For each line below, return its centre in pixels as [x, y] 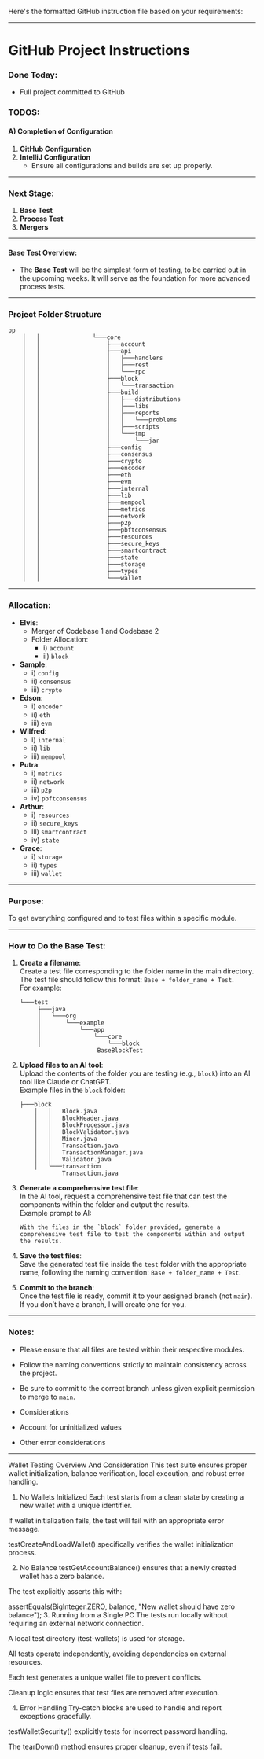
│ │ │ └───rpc [84, 372]
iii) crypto [47, 689]
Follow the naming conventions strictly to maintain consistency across [133, 1364]
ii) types [44, 865]
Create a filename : [50, 963]
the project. [38, 1373]
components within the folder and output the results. [104, 1205]
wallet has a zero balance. [62, 1576]
